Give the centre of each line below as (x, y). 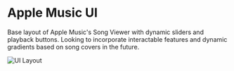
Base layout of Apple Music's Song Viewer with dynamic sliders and (105, 32)
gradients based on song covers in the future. (73, 47)
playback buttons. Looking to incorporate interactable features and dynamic (117, 39)
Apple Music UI (53, 13)
